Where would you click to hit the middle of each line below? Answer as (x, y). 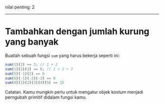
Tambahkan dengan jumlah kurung (77, 32)
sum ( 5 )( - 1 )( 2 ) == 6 (25, 74)
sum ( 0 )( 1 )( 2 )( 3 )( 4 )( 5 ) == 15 (35, 83)
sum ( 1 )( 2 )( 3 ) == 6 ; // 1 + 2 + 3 (39, 69)
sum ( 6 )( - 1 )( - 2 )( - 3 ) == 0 (30, 78)
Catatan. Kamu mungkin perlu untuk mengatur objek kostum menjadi (74, 92)
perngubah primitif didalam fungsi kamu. (46, 97)
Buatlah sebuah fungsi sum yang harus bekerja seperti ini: (62, 55)
